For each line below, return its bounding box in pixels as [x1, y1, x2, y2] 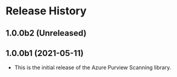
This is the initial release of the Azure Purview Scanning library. [14, 64, 172, 71]
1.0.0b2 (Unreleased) [5, 28, 87, 38]
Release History [5, 4, 87, 18]
